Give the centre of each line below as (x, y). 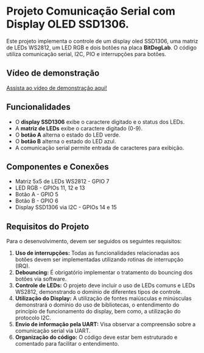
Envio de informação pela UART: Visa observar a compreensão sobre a (105, 324)
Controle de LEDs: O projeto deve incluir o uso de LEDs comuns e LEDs (105, 285)
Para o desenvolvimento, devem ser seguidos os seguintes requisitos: (94, 241)
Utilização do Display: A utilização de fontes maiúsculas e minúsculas (103, 298)
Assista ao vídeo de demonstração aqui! (57, 88)
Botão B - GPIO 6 (37, 201)
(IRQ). (23, 266)
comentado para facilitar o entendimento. (67, 344)
